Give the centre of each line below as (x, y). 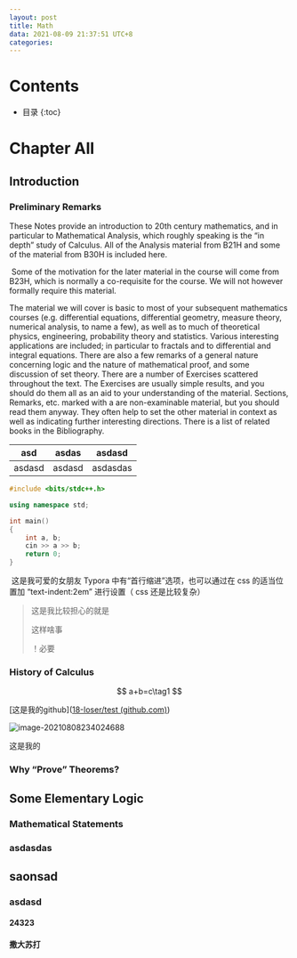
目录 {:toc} (41, 112)
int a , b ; (44, 538)
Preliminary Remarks (56, 207)
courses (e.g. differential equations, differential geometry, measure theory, (145, 318)
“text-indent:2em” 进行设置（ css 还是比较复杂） (116, 592)
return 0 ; (44, 554)
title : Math (31, 26)
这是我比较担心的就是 (70, 611)
